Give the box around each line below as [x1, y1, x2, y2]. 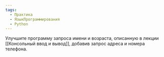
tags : [5, 7, 17, 13]
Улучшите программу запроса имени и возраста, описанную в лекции [5, 35, 159, 41]
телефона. [5, 46, 27, 52]
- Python [10, 21, 28, 27]
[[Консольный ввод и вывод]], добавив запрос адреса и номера [5, 41, 145, 47]
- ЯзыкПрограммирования [10, 17, 60, 22]
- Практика [10, 12, 33, 17]
